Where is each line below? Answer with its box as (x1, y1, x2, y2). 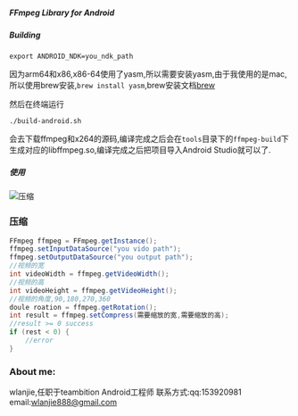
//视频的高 (9, 278, 45, 287)
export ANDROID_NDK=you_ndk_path (9, 52, 134, 62)
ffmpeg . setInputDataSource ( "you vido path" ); (9, 245, 181, 254)
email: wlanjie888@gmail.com (9, 397, 118, 408)
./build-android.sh (9, 117, 82, 126)
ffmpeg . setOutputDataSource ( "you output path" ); (9, 253, 194, 262)
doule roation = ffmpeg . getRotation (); (9, 303, 158, 312)
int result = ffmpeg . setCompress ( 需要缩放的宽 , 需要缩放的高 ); (9, 311, 229, 320)
